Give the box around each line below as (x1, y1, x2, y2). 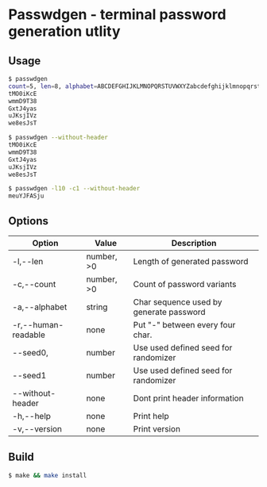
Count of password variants (133, 278, 237, 290)
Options (8, 214, 49, 228)
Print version (133, 423, 181, 434)
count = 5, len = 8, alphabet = (8, 82, 98, 90)
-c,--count (12, 278, 56, 290)
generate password (133, 306, 206, 317)
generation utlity (8, 22, 121, 40)
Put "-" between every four (133, 319, 236, 330)
